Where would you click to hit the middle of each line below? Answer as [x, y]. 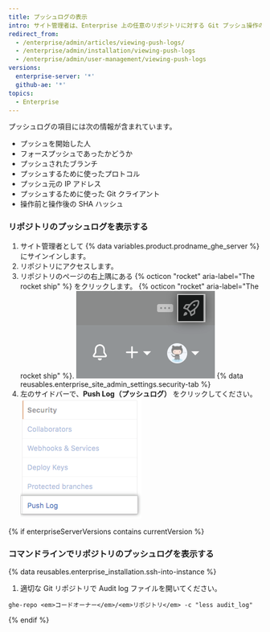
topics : [21, 93]
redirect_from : [34, 34]
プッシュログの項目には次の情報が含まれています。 [92, 127]
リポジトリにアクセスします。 [69, 266]
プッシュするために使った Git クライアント [90, 194]
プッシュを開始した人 [55, 144]
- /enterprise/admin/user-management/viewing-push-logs [111, 60]
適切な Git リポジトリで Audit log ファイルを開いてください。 [121, 588]
